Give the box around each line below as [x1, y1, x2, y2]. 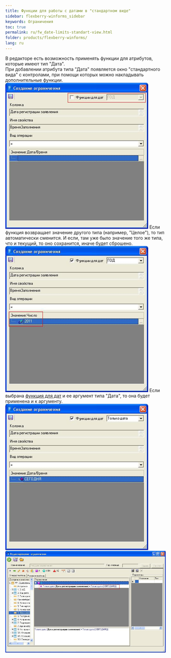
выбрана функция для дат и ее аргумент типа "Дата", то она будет [5, 393, 150, 399]
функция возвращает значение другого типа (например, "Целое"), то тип [5, 229, 164, 235]
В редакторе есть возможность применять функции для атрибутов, [5, 55, 153, 61]
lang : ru [5, 41, 24, 46]
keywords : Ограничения [5, 19, 53, 24]
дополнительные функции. [5, 77, 63, 83]
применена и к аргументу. [5, 398, 63, 404]
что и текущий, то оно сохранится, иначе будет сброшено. [5, 240, 133, 246]
